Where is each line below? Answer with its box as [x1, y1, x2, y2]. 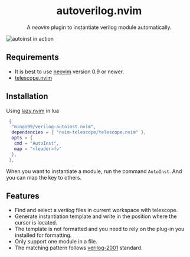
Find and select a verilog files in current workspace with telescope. [14, 207, 178, 214]
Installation [6, 92, 48, 102]
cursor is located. [14, 219, 58, 226]
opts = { [11, 135, 33, 141]
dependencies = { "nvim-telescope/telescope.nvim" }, [11, 129, 146, 135]
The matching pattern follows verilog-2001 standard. [14, 244, 143, 252]
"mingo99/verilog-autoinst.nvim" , [11, 124, 96, 130]
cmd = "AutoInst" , [14, 141, 60, 147]
